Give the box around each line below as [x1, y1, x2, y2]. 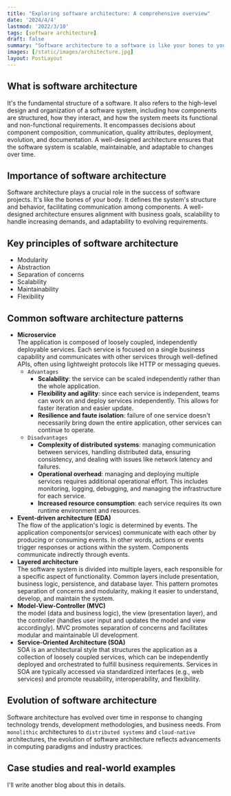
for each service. [37, 492, 86, 500]
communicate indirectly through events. [16, 551, 131, 558]
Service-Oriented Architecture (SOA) [16, 638, 126, 646]
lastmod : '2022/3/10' [7, 23, 69, 30]
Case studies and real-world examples [7, 762, 176, 774]
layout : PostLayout [7, 55, 63, 62]
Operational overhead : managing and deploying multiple [37, 470, 199, 478]
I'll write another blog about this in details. [7, 780, 126, 789]
